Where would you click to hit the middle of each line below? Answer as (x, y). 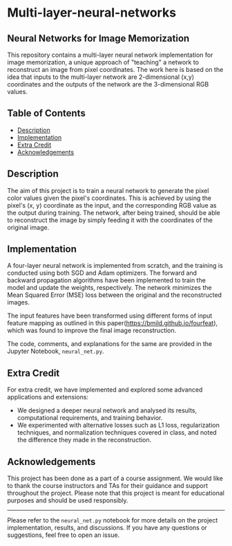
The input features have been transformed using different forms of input (110, 316)
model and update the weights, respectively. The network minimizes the (109, 288)
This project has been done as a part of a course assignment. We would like (115, 478)
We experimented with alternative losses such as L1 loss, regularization (118, 425)
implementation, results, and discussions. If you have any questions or (107, 528)
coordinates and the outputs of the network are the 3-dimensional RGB (108, 84)
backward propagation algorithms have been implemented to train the (106, 280)
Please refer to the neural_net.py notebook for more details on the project (113, 520)
